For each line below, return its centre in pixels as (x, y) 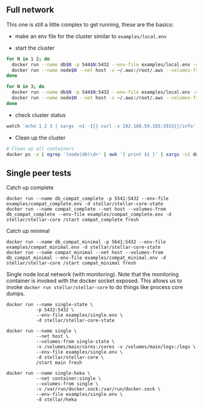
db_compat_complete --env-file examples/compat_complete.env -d (89, 215)
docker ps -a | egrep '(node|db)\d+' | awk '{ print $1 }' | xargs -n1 (98, 154)
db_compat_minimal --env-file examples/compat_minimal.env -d (86, 258)
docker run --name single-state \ (50, 305)
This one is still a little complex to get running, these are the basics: (90, 24)
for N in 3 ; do (25, 87)
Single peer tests (39, 173)
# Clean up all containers (40, 148)
